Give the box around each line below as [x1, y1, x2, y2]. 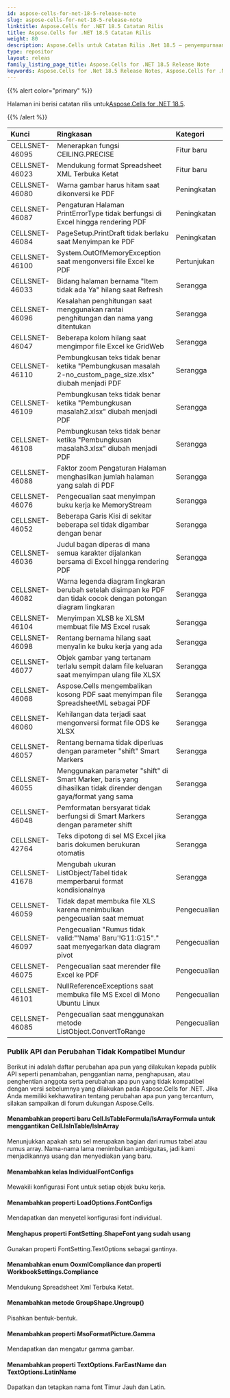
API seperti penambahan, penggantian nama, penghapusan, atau [7, 1069, 190, 1078]
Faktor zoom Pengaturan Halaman [57, 463, 166, 473]
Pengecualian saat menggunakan [57, 1009, 164, 1019]
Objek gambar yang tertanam [57, 652, 151, 662]
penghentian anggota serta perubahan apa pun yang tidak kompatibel [7, 1077, 204, 1085]
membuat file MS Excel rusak [57, 621, 151, 631]
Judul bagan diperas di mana [57, 539, 151, 549]
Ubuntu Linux [57, 998, 101, 1008]
